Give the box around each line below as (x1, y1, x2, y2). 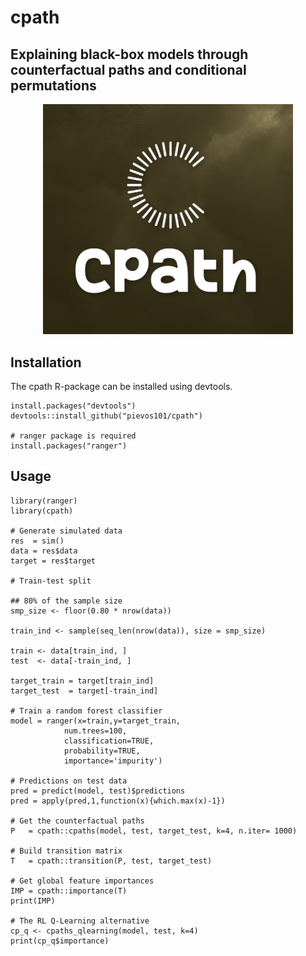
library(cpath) (10, 506, 74, 516)
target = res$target (10, 556, 97, 566)
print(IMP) (10, 896, 56, 906)
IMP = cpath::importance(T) (10, 886, 128, 896)
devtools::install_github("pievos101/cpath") (10, 411, 203, 421)
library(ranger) (10, 496, 78, 506)
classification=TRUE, (63, 736, 155, 746)
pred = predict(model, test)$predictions (10, 786, 186, 796)
